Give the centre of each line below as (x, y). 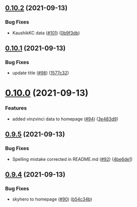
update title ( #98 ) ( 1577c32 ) (40, 73)
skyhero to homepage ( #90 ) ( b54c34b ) (52, 199)
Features (16, 108)
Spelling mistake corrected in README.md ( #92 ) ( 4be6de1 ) (72, 159)
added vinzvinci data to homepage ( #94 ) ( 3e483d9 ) (65, 119)
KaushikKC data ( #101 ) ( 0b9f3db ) (46, 33)
